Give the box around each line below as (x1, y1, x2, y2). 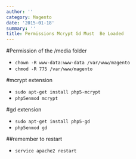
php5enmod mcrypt (14, 96, 58, 102)
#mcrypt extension (6, 77, 52, 84)
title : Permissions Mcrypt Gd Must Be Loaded (6, 31, 124, 37)
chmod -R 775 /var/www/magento (14, 66, 93, 72)
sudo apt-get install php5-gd (14, 119, 91, 125)
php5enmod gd (14, 125, 48, 131)
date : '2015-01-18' (6, 20, 55, 26)
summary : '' (6, 25, 36, 32)
